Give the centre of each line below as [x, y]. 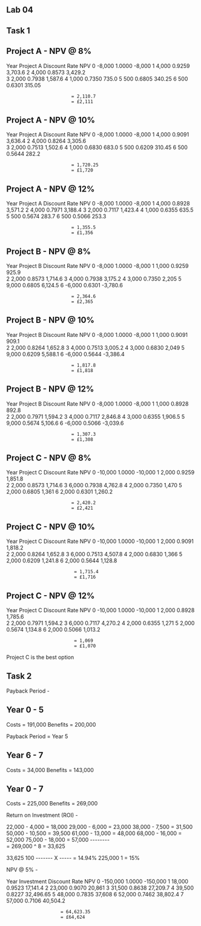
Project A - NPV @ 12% [51, 189]
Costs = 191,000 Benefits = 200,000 [51, 724]
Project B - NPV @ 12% [50, 389]
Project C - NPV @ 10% [51, 527]
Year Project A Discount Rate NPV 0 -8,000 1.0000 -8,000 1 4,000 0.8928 [98, 204]
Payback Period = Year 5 [37, 736]
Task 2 [19, 676]
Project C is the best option [40, 658]
